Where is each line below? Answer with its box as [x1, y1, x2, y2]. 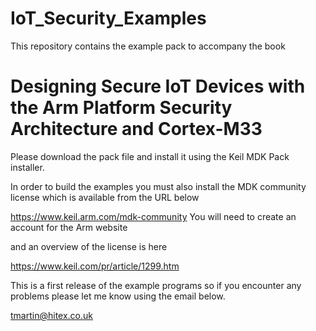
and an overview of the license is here [10, 240, 168, 252]
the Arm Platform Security [10, 97, 233, 119]
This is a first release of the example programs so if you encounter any [10, 279, 302, 291]
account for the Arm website [10, 221, 128, 233]
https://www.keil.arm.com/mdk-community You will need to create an [10, 210, 297, 222]
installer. [10, 161, 45, 173]
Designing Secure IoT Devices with [10, 75, 306, 98]
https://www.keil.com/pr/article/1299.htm [10, 260, 180, 272]
